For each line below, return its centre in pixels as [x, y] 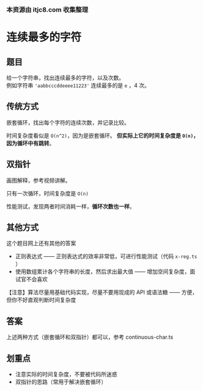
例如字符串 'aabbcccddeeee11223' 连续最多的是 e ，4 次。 [78, 85]
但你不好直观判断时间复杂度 [41, 300]
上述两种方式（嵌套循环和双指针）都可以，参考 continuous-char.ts [90, 337]
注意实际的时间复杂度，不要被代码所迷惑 [66, 374]
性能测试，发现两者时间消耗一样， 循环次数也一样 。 [71, 206]
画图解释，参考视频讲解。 [39, 180]
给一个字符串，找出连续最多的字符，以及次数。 [65, 77]
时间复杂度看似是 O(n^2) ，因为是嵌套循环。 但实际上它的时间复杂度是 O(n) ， [102, 135]
